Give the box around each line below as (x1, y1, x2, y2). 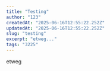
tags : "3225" (6, 42, 39, 48)
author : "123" (6, 14, 42, 20)
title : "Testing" (6, 8, 49, 15)
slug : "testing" (6, 31, 46, 37)
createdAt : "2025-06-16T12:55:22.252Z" (6, 20, 105, 25)
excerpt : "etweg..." (6, 36, 58, 42)
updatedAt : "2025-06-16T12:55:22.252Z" (6, 25, 105, 31)
